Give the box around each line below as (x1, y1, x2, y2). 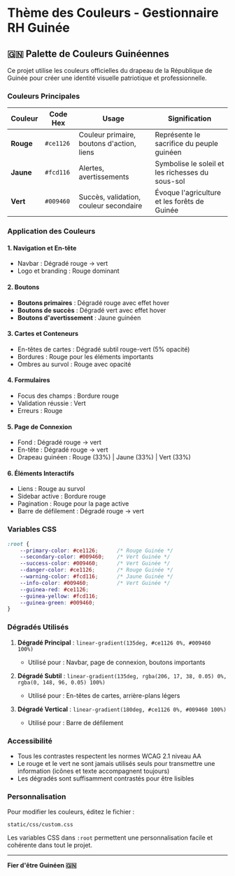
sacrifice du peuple (155, 139, 219, 149)
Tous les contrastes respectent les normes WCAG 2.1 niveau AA (17, 752, 201, 760)
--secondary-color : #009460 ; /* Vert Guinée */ (20, 553, 171, 560)
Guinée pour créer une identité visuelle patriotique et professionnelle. (7, 74, 208, 82)
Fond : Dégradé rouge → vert (17, 438, 101, 447)
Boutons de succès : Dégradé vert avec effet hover (17, 306, 166, 314)
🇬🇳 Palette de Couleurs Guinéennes (7, 48, 170, 60)
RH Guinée (7, 20, 70, 36)
